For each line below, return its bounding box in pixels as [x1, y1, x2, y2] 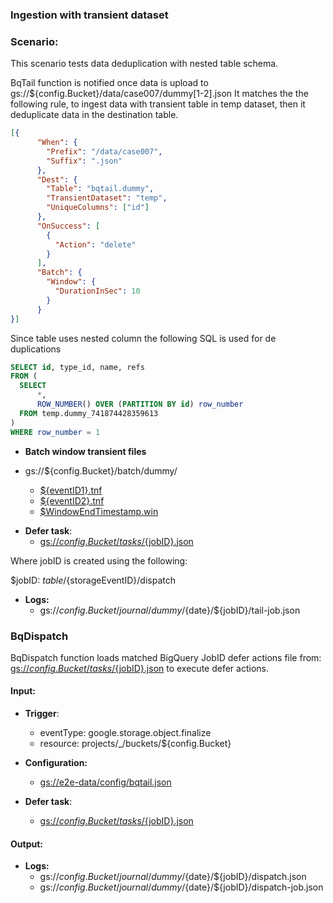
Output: [10, 838, 43, 850]
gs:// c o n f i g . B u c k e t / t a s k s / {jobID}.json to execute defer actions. [10, 662, 269, 674]
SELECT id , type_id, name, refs [10, 362, 145, 372]
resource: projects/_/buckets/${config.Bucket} [39, 738, 232, 750]
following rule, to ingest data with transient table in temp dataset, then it [10, 98, 306, 110]
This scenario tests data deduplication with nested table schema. [10, 58, 279, 70]
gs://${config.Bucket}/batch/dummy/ [24, 464, 178, 477]
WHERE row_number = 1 [10, 427, 101, 437]
